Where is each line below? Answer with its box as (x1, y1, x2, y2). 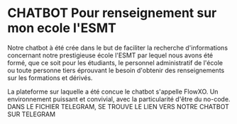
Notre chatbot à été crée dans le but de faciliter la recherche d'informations (7, 43, 228, 52)
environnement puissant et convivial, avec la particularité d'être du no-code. (7, 94, 231, 103)
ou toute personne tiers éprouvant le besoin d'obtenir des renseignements (7, 66, 225, 74)
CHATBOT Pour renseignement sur (7, 5, 217, 21)
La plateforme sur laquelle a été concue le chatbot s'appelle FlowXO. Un (7, 87, 219, 96)
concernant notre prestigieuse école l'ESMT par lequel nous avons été (7, 51, 214, 60)
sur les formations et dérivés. (7, 73, 93, 82)
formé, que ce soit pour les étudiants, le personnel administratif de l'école (7, 58, 224, 67)
